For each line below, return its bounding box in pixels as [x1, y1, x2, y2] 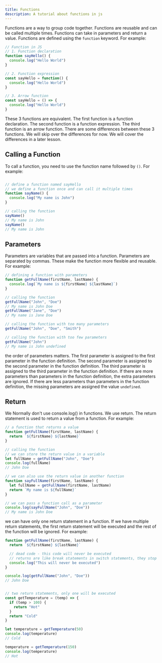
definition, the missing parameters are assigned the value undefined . [5, 384, 141, 389]
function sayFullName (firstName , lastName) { [5, 478, 98, 483]
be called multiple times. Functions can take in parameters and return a [5, 30, 147, 36]
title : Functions [5, 7, 40, 12]
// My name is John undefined [5, 344, 66, 349]
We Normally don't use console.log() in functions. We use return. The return [5, 410, 156, 416]
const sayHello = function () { [5, 76, 68, 80]
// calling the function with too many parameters [5, 322, 109, 327]
